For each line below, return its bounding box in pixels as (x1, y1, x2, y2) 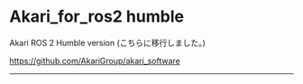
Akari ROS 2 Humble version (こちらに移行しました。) (9, 37, 206, 48)
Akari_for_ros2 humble (9, 6, 185, 27)
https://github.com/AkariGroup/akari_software (9, 55, 180, 66)
